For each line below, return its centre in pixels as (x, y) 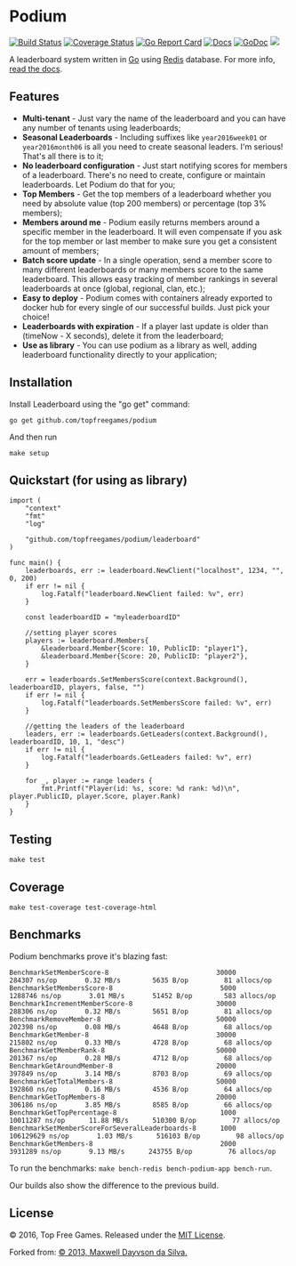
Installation (41, 383)
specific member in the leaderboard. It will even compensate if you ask (152, 231)
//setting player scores (71, 633)
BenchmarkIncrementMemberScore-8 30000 (123, 1004)
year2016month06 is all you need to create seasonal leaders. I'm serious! (152, 146)
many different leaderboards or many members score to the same (143, 270)
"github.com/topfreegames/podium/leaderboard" (113, 540)
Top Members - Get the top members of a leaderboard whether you (147, 194)
